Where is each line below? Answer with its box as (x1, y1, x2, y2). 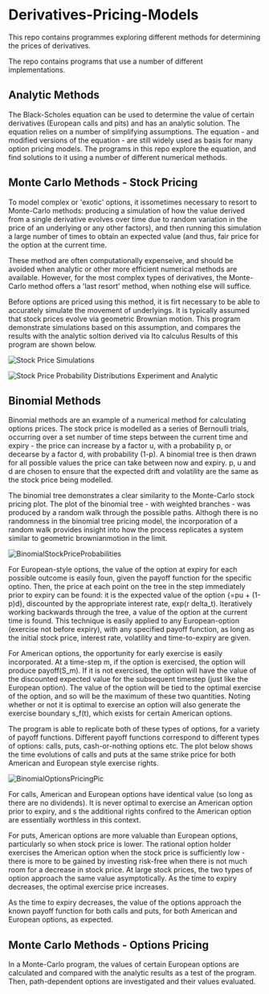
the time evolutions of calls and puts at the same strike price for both (8, 750, 236, 760)
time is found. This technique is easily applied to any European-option (8, 616, 239, 625)
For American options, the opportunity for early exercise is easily (8, 649, 223, 658)
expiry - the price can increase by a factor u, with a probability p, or (8, 441, 232, 451)
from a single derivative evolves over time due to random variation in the (8, 214, 248, 224)
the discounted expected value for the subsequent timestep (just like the (8, 674, 249, 684)
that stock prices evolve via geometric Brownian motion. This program (8, 314, 241, 324)
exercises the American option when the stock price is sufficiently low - (8, 848, 246, 858)
